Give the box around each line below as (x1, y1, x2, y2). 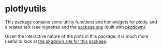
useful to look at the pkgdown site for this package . (5, 38, 107, 44)
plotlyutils (5, 3, 47, 14)
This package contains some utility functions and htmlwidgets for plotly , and (5, 19, 157, 25)
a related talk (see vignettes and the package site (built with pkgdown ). (5, 24, 147, 29)
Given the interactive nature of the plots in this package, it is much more (5, 33, 148, 39)
